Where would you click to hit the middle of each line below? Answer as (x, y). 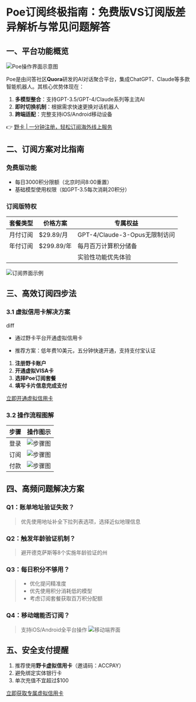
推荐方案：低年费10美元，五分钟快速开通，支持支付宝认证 (85, 350)
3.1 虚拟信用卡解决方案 (38, 312)
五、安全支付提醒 (37, 650)
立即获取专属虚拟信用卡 (35, 693)
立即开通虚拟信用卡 (30, 398)
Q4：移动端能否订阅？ (38, 616)
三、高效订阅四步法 (41, 294)
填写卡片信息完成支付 (41, 385)
